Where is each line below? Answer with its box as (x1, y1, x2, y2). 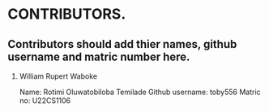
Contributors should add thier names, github (7, 37, 237, 51)
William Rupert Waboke (19, 71, 98, 81)
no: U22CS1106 (19, 96, 71, 106)
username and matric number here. (7, 50, 190, 63)
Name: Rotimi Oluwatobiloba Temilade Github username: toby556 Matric (19, 87, 261, 97)
